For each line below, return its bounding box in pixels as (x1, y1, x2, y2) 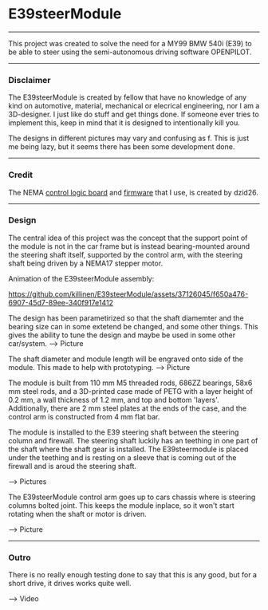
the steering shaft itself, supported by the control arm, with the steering (8, 250, 243, 259)
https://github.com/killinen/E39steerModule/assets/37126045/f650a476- (8, 289, 249, 299)
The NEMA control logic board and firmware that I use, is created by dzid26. (8, 187, 259, 197)
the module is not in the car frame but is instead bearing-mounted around (8, 241, 250, 251)
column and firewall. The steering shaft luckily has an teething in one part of (8, 435, 258, 445)
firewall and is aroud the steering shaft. (8, 461, 137, 470)
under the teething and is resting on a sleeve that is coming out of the (8, 452, 237, 462)
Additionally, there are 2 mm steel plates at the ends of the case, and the (8, 403, 247, 413)
